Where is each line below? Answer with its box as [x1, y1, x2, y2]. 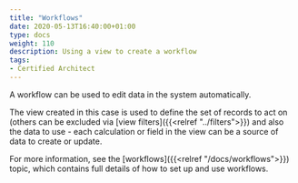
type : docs [9, 30, 51, 39]
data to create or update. [9, 136, 103, 147]
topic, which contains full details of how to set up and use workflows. [9, 163, 269, 174]
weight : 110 [9, 38, 55, 48]
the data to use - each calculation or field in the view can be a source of [9, 126, 279, 137]
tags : [9, 56, 30, 65]
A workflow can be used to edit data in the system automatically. [9, 88, 252, 100]
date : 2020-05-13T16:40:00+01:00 [9, 22, 136, 31]
